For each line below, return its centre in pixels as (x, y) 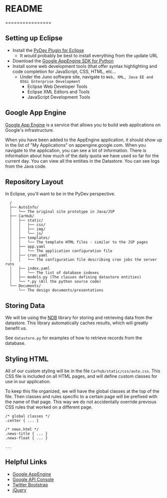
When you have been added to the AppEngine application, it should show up (84, 140)
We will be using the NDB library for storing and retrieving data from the (79, 318)
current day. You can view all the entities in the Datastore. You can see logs (83, 161)
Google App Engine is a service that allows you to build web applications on (83, 125)
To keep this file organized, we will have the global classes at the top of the (82, 391)
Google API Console (33, 479)
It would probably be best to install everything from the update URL (89, 55)
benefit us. (16, 328)
